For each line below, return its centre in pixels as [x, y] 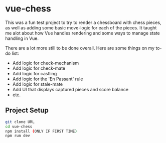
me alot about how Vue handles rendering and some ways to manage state [82, 33]
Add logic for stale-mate [38, 84]
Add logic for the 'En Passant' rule [48, 79]
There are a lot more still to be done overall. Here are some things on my [80, 48]
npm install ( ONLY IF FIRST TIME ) [41, 131]
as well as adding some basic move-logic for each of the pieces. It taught [81, 27]
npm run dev [18, 136]
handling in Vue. [22, 38]
